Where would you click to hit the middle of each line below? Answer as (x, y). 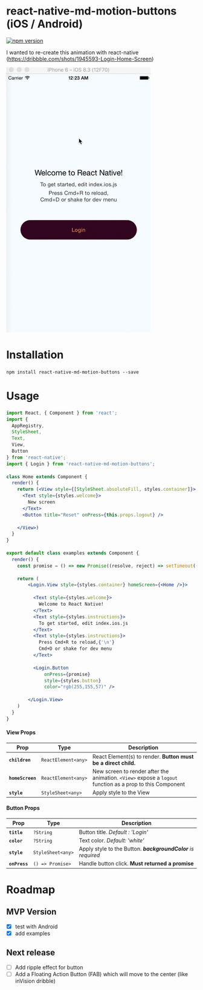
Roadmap (31, 890)
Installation (35, 355)
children (20, 760)
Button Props (23, 808)
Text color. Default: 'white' (111, 840)
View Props (21, 733)
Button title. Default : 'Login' (114, 832)
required (89, 855)
